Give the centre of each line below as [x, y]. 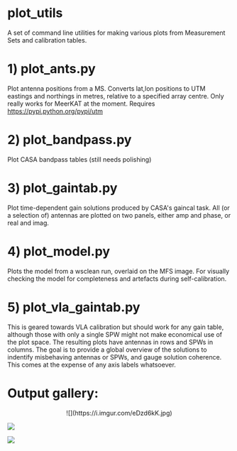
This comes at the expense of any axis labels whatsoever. [92, 364]
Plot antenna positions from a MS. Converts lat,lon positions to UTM [106, 88]
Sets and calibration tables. [47, 40]
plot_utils [35, 13]
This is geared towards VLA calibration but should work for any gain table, [116, 327]
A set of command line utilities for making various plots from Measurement [116, 33]
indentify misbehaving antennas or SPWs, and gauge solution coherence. [115, 357]
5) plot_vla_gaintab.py [74, 307]
